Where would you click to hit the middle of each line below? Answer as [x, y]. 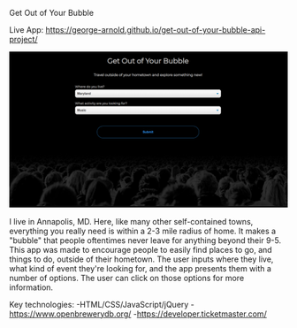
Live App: [27, 30]
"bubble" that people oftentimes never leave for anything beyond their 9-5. [145, 240]
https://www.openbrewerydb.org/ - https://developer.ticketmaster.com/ [138, 314]
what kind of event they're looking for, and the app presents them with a [141, 268]
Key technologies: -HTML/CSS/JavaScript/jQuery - [102, 304]
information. [31, 287]
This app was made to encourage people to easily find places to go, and [141, 249]
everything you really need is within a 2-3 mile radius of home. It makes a [143, 231]
